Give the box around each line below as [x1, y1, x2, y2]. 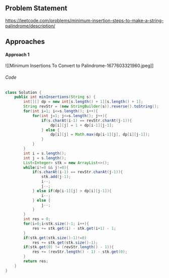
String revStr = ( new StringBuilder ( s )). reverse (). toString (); [23, 104, 159, 109]
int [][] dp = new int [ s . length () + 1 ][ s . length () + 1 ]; [23, 99, 143, 104]
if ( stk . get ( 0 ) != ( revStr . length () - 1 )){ [23, 245, 114, 250]
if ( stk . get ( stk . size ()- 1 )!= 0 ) [23, 235, 87, 240]
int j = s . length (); [23, 155, 67, 160]
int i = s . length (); [23, 151, 67, 156]
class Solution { [5, 90, 42, 95]
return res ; [23, 259, 49, 264]
